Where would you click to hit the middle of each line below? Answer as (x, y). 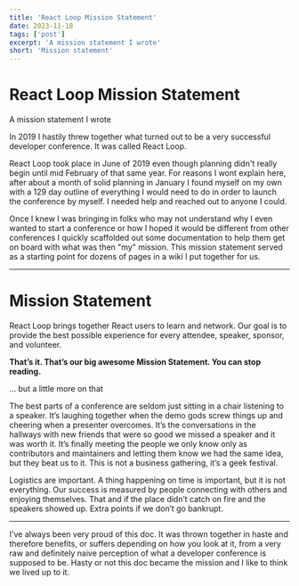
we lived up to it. (39, 572)
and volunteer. (36, 345)
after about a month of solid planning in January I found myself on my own (146, 183)
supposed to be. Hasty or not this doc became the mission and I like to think (149, 562)
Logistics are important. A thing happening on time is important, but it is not (148, 480)
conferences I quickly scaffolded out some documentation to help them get (147, 238)
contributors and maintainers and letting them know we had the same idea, (146, 453)
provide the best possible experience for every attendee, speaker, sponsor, (147, 335)
